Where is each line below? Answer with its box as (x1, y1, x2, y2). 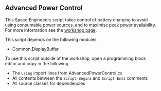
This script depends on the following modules (5, 36, 97, 42)
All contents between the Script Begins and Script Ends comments (12, 75, 148, 81)
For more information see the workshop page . (5, 27, 97, 33)
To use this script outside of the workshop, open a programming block (5, 55, 146, 61)
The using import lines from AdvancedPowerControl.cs (12, 70, 123, 76)
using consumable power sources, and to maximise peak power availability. (5, 22, 157, 28)
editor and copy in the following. (5, 60, 70, 66)
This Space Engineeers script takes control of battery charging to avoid (5, 17, 148, 22)
